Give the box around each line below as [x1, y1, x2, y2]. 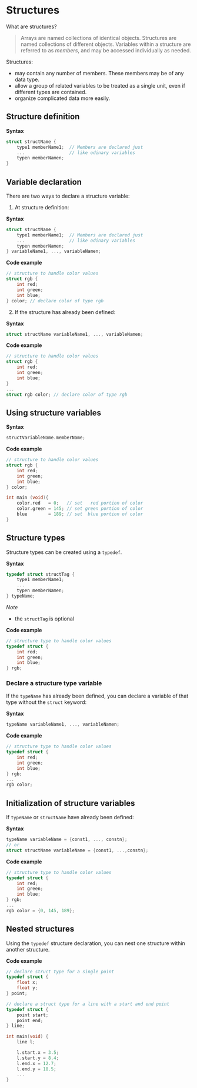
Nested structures [6, 924, 75, 934]
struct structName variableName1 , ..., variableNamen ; [6, 331, 143, 337]
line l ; [16, 1039, 35, 1045]
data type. [14, 76, 40, 83]
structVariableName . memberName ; [6, 435, 85, 441]
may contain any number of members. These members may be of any [14, 69, 184, 76]
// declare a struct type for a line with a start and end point [6, 1001, 169, 1007]
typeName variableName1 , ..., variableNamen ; [6, 722, 119, 727]
